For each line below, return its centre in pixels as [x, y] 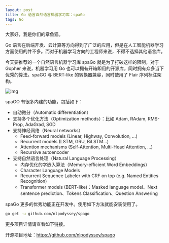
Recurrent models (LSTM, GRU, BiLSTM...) [64, 142]
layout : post [19, 10]
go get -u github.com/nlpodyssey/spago [47, 214]
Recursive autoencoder [45, 152]
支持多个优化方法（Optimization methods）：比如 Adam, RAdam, [80, 119]
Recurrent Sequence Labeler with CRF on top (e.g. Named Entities [89, 176]
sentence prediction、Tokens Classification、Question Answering [89, 193]
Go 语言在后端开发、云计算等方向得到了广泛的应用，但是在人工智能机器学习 [84, 45]
